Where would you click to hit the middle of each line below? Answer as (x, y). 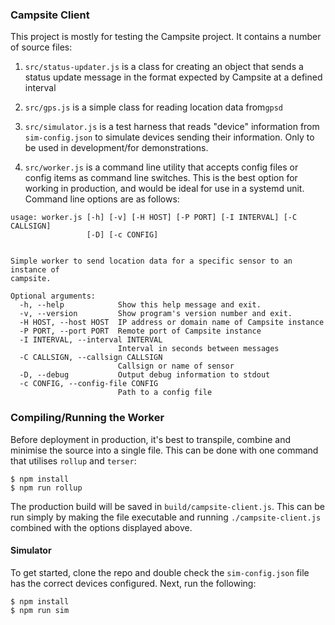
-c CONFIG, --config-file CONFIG (89, 384)
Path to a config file (165, 393)
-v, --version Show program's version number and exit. (156, 314)
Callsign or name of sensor (176, 366)
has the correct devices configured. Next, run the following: (133, 583)
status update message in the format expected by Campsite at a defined (173, 77)
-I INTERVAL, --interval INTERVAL (91, 340)
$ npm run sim (40, 610)
